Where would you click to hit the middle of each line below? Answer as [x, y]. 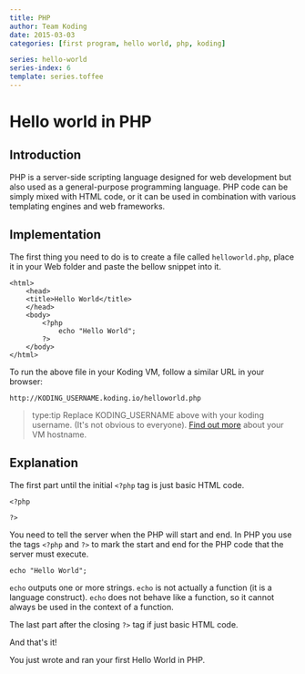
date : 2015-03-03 [42, 35]
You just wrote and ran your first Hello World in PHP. [107, 659]
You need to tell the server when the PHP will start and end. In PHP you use [151, 535]
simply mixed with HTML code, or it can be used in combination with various [153, 196]
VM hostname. [59, 434]
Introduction [46, 155]
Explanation [44, 463]
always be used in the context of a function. [92, 607]
